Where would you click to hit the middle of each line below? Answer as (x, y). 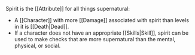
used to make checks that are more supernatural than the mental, (95, 39)
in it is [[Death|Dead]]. (42, 27)
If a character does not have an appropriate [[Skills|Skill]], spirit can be (101, 33)
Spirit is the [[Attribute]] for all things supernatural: (68, 9)
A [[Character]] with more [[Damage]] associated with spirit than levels (102, 20)
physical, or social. (37, 45)
